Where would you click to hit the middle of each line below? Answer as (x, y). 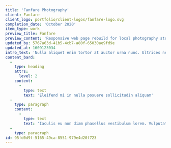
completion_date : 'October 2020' (41, 24)
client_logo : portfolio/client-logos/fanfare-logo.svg (65, 19)
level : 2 (28, 76)
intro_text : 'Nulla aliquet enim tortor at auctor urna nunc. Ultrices (83, 52)
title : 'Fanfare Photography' (37, 10)
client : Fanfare (22, 15)
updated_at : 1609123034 (31, 48)
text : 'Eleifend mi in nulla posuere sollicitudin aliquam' (89, 95)
